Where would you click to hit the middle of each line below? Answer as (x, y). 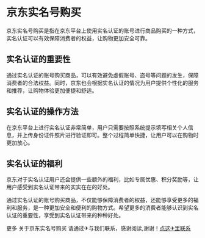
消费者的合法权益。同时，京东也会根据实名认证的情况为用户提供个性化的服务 (103, 82)
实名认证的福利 (34, 163)
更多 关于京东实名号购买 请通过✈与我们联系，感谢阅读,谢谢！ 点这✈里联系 (99, 228)
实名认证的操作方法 (42, 111)
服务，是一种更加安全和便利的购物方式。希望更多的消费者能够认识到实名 (108, 207)
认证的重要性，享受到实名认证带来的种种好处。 (65, 215)
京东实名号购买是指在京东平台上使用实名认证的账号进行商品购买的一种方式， (103, 31)
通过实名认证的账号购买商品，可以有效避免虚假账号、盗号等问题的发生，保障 (103, 75)
